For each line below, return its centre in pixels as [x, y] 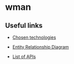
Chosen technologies [34, 37]
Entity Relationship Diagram [40, 47]
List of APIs [24, 57]
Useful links [24, 26]
